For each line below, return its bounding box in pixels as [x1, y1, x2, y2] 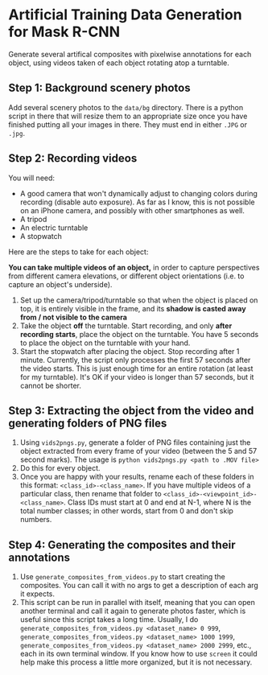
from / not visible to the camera [19, 312, 127, 322]
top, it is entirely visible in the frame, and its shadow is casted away [19, 303, 247, 313]
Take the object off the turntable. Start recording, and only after [19, 320, 233, 331]
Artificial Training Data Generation [8, 6, 243, 24]
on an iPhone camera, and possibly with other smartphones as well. [19, 205, 245, 215]
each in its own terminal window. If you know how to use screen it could [19, 649, 258, 659]
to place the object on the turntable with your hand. [19, 338, 191, 348]
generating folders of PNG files [8, 416, 167, 430]
